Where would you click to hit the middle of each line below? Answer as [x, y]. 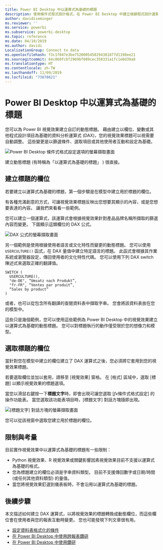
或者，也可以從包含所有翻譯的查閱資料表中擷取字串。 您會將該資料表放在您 [80, 303]
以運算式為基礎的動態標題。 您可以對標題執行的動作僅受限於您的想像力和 [78, 325]
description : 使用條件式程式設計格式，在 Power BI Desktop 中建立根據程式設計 [78, 14]
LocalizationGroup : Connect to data [42, 50]
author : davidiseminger [29, 18]
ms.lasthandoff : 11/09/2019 [33, 73]
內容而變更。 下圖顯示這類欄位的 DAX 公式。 [49, 224]
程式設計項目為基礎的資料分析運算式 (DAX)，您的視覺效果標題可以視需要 [81, 135]
